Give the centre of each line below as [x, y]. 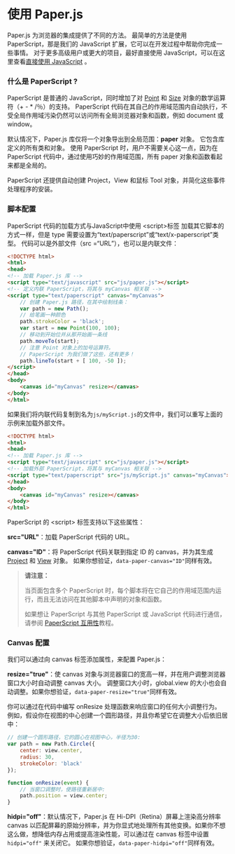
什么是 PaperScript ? [43, 81]
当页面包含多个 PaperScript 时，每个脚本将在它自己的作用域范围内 [120, 590]
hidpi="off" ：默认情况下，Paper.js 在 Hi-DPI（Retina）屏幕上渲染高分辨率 [114, 817]
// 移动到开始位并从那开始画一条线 [64, 335]
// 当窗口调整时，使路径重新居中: [63, 789]
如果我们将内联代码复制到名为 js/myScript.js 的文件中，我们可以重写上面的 [115, 414]
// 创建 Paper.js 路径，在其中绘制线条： [74, 302]
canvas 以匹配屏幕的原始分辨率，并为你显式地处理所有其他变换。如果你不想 [116, 825]
